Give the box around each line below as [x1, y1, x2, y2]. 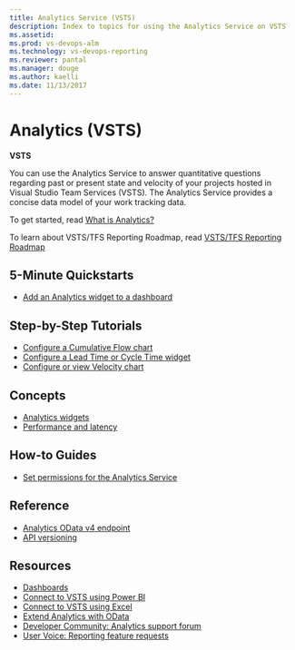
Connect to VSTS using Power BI [22, 592, 146, 603]
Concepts [9, 388, 66, 403]
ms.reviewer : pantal [9, 55, 88, 64]
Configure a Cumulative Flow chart [22, 342, 153, 353]
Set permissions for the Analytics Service [22, 471, 178, 482]
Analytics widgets [22, 412, 90, 422]
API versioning [22, 532, 77, 543]
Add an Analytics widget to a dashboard [22, 291, 173, 302]
